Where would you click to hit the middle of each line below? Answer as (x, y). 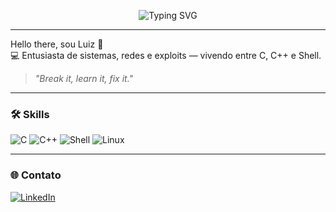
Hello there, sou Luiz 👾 (57, 44)
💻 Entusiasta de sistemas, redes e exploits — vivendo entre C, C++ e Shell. (166, 55)
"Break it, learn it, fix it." (84, 78)
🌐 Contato (36, 175)
